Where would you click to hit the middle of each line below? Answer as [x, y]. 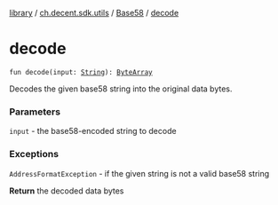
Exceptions [34, 154]
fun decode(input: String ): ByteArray [81, 72]
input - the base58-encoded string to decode [93, 131]
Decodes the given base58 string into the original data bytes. [121, 89]
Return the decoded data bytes [67, 191]
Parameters [35, 112]
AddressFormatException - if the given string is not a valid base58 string [139, 173]
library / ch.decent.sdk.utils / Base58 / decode [94, 13]
